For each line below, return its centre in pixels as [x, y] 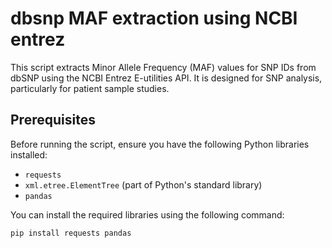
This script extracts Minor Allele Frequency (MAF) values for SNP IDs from [163, 67]
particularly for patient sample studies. [90, 88]
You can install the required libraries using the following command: [147, 214]
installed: [29, 154]
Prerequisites [53, 120]
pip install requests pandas [71, 233]
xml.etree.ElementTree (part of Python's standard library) [143, 184]
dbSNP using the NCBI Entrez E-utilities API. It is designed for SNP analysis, [166, 78]
